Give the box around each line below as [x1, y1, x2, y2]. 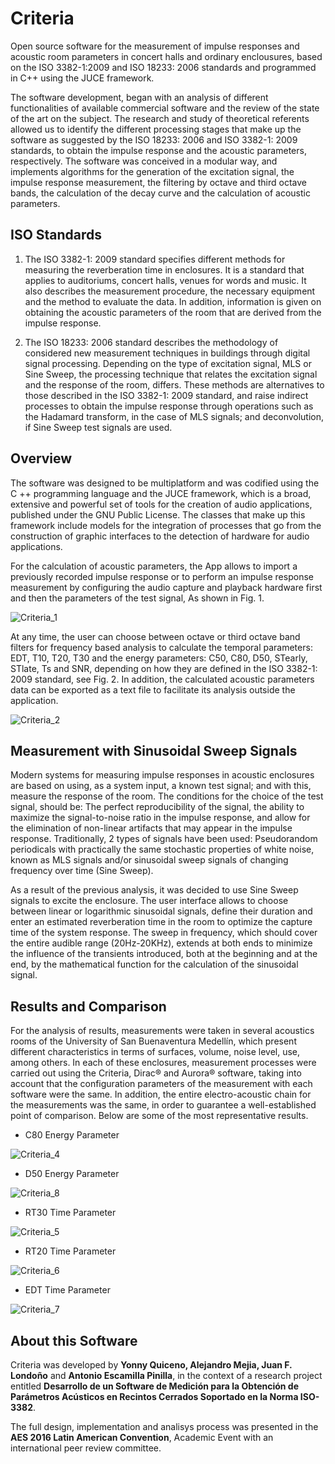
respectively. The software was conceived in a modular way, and [10, 155, 278, 167]
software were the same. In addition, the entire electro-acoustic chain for [10, 1088, 312, 1101]
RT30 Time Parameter [24, 1207, 117, 1219]
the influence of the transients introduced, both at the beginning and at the [10, 948, 318, 960]
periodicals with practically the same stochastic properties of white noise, [10, 843, 315, 856]
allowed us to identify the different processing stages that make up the [10, 123, 302, 135]
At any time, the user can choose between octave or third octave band [10, 630, 301, 642]
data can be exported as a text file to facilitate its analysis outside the [10, 683, 296, 696]
